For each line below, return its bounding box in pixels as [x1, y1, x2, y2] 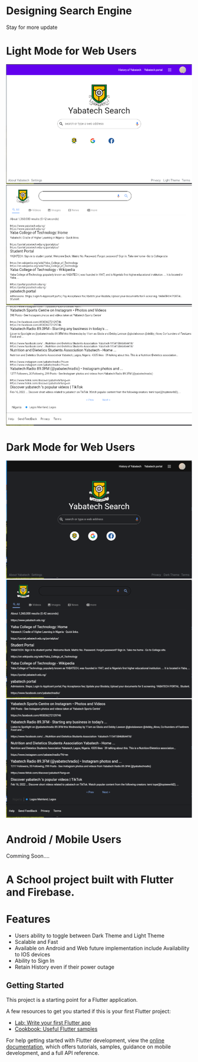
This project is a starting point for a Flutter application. [6, 996, 138, 1003]
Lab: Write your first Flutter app [14, 1019, 91, 1026]
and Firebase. [6, 885, 75, 898]
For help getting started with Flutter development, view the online [6, 1037, 165, 1044]
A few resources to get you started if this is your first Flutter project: [6, 1008, 171, 1015]
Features [6, 912, 51, 926]
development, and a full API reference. [6, 1049, 100, 1056]
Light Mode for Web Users [6, 44, 137, 58]
